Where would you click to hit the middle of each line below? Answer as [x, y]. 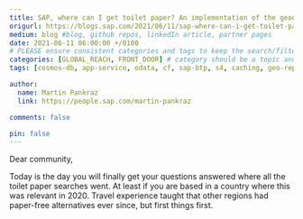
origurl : [26, 26]
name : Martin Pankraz [58, 92]
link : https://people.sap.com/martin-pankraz [105, 101]
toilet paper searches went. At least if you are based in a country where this [150, 187]
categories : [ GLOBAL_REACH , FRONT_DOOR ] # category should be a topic [145, 59]
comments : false [40, 117]
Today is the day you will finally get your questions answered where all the [147, 177]
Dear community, [41, 160]
